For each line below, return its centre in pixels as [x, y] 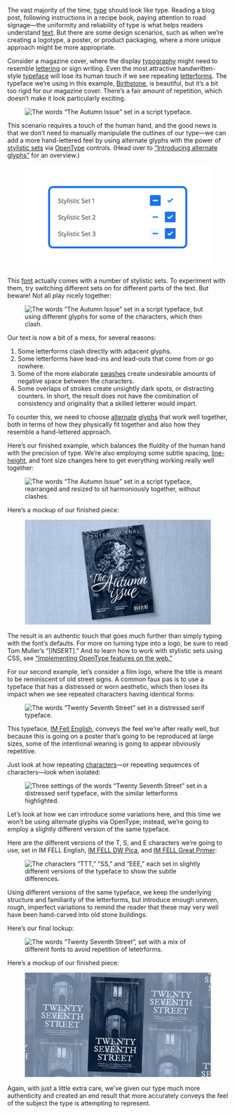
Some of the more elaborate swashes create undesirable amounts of [116, 374]
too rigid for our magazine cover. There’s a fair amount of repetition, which [115, 91]
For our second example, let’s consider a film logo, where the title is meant [115, 671]
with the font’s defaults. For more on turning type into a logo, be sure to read [117, 643]
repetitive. [22, 751]
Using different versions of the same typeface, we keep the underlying [109, 892]
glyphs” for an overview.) [43, 155]
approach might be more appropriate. [61, 47]
